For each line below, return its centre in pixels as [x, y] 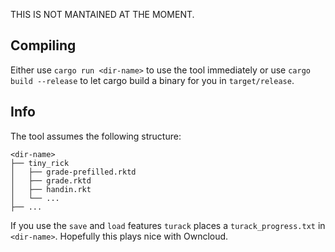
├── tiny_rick [40, 163]
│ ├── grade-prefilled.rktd [73, 172]
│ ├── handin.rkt [51, 189]
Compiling [43, 45]
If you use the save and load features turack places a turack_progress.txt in [168, 225]
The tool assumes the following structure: [96, 136]
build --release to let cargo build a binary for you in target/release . [152, 80]
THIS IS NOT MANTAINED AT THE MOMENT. [102, 14]
